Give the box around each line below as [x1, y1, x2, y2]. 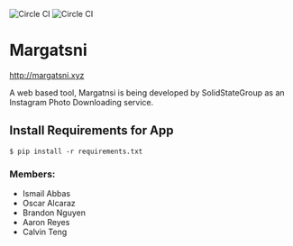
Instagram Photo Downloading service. [9, 96, 154, 107]
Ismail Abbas [22, 188, 70, 199]
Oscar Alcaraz [22, 198, 77, 209]
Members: [9, 168, 56, 180]
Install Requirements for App [9, 123, 174, 139]
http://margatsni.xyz [9, 69, 85, 80]
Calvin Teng [22, 226, 68, 238]
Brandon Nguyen [22, 207, 86, 218]
